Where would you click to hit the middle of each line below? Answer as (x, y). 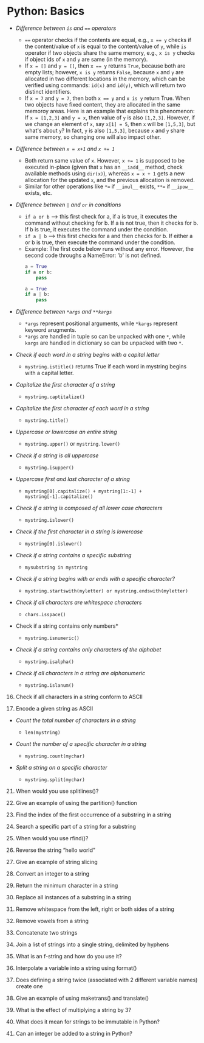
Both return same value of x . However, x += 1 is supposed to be (104, 160)
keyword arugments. (50, 330)
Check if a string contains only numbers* (67, 626)
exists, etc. (38, 192)
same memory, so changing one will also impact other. (93, 137)
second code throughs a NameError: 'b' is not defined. (93, 255)
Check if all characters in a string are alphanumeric (80, 673)
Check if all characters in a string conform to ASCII (79, 697)
